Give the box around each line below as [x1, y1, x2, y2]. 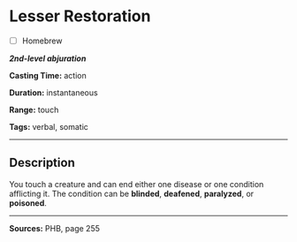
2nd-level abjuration [9, 53, 87, 64]
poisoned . [9, 197, 47, 208]
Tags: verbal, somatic [9, 122, 88, 132]
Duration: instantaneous [9, 87, 99, 98]
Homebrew [21, 35, 63, 46]
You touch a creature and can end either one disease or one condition [9, 178, 264, 189]
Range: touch [9, 104, 59, 115]
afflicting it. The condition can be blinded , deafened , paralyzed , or [9, 188, 255, 199]
